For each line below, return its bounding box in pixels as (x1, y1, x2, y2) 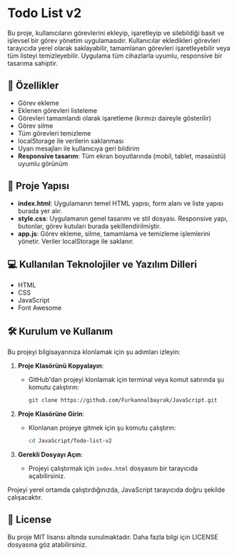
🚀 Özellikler (7, 80, 59, 92)
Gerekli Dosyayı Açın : (17, 450, 84, 458)
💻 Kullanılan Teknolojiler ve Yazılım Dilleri (7, 258, 198, 271)
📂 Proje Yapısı (7, 180, 70, 192)
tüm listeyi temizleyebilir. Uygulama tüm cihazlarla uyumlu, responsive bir (7, 51, 223, 60)
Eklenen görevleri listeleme (17, 106, 98, 115)
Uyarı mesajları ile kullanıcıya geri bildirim (17, 144, 140, 153)
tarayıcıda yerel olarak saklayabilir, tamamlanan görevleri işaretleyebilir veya (7, 44, 231, 52)
